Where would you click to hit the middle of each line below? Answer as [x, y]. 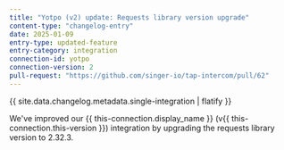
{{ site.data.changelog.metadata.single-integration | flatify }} [121, 101]
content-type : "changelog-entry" [71, 26]
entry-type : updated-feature [63, 42]
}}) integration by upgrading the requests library [187, 128]
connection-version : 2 [51, 68]
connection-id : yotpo [50, 59]
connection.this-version [53, 128]
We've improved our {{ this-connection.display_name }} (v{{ [120, 118]
